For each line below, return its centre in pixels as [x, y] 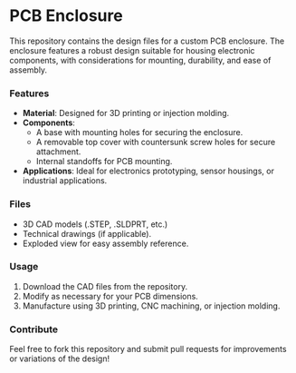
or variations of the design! [60, 358]
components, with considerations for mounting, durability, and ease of [140, 60]
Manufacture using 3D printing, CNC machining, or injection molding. [151, 306]
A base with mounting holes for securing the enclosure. [139, 133]
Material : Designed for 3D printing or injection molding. [126, 113]
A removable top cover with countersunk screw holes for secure [156, 142]
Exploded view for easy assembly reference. [105, 243]
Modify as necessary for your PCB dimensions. [110, 296]
